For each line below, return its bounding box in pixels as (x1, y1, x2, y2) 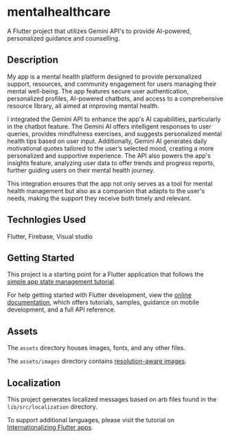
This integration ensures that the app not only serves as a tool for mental (7, 179, 213, 188)
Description (7, 54, 58, 66)
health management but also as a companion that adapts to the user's (7, 186, 205, 195)
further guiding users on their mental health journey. (7, 166, 155, 174)
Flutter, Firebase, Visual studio (7, 232, 93, 241)
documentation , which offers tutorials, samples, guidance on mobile (7, 298, 199, 307)
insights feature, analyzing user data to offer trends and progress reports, (7, 159, 215, 167)
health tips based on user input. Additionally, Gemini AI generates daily (7, 137, 207, 145)
